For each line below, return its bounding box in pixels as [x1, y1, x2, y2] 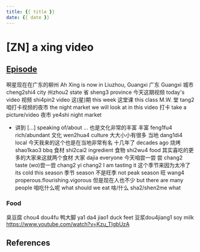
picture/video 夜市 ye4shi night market [6, 111, 102, 118]
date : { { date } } [6, 14, 50, 20]
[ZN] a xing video [6, 40, 94, 54]
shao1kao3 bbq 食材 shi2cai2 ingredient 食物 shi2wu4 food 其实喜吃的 [14, 146, 189, 153]
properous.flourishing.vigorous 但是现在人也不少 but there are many [14, 176, 184, 183]
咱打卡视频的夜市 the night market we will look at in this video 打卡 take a [6, 103, 187, 111]
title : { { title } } [6, 8, 55, 15]
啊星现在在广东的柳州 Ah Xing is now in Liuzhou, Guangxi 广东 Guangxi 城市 [6, 81, 194, 88]
